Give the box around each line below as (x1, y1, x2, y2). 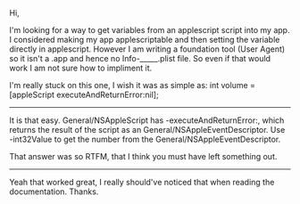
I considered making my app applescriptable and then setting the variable (9, 35, 280, 45)
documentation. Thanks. (9, 186, 99, 197)
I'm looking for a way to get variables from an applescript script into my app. (9, 25, 290, 35)
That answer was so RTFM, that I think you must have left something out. (9, 151, 278, 161)
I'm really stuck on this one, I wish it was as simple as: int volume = (9, 80, 256, 90)
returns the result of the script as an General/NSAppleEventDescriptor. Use (9, 125, 286, 135)
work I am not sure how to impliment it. (9, 62, 153, 73)
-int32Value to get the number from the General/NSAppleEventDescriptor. (9, 134, 281, 144)
